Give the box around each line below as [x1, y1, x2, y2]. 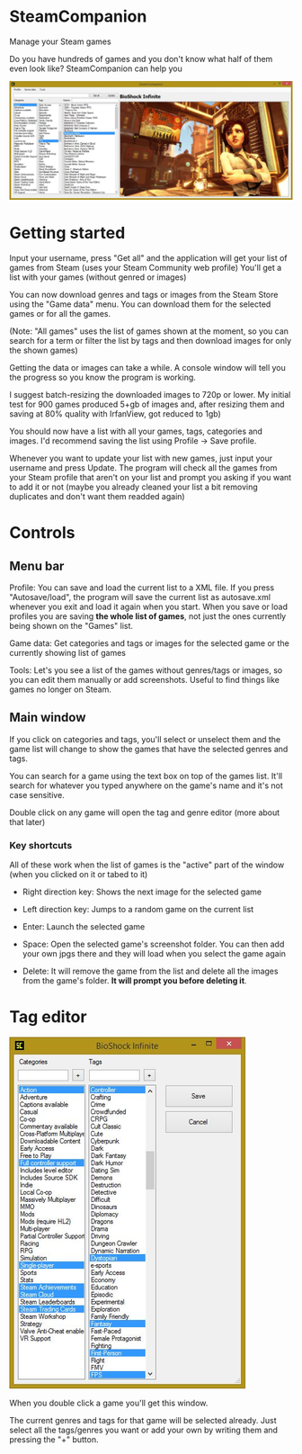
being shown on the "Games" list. [9, 621, 133, 632]
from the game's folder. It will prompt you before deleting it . [22, 975, 247, 986]
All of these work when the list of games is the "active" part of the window [9, 859, 285, 870]
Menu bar [9, 558, 65, 573]
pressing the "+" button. [9, 1434, 99, 1445]
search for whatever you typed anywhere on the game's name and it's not [9, 780, 283, 791]
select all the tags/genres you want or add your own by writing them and [9, 1424, 279, 1436]
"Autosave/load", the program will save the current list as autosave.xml [9, 592, 271, 603]
